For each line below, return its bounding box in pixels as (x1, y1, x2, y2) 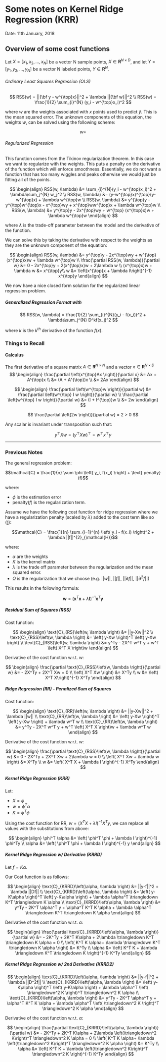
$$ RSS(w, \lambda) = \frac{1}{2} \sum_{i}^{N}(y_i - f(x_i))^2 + (19, 312, 147, 318)
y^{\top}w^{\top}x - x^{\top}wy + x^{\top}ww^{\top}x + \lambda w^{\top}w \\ (5, 202, 161, 208)
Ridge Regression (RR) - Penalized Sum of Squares (5, 686, 112, 692)
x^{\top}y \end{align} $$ (58, 273, 108, 279)
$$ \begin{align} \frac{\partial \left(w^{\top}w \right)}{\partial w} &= (14, 387, 152, 392)
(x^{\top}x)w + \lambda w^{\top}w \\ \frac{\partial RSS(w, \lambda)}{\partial (6, 257, 160, 263)
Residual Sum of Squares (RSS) (5, 607, 71, 613)
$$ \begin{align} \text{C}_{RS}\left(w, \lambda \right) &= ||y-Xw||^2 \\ (12, 629, 154, 635)
